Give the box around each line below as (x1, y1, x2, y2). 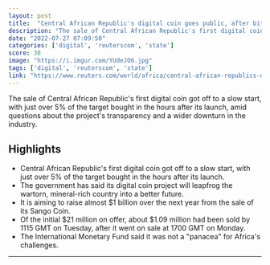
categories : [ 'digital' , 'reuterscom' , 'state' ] (8, 42, 174, 50)
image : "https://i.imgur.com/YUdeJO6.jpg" (8, 57, 153, 65)
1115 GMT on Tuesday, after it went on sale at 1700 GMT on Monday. (19, 223, 246, 233)
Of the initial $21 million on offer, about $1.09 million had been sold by (19, 214, 251, 225)
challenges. (19, 240, 59, 250)
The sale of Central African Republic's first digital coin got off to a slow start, (8, 93, 262, 103)
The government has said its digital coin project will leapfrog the (19, 181, 233, 190)
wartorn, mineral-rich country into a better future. (19, 190, 184, 199)
